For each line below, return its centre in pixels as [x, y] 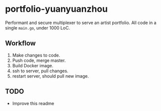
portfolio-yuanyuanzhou [56, 9]
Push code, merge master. [39, 60]
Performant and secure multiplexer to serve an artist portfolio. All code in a [81, 23]
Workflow [20, 43]
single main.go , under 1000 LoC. [38, 28]
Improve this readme [33, 103]
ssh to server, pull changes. [40, 71]
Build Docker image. [33, 65]
